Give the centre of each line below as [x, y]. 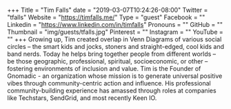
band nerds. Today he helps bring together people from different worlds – [112, 54]
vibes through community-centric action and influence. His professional [109, 83]
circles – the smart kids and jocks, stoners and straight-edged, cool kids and [115, 47]
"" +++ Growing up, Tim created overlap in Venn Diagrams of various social [114, 39]
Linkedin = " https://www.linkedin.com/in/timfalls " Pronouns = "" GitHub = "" [115, 24]
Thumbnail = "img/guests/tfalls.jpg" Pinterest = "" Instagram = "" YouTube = [115, 32]
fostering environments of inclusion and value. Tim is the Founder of [104, 69]
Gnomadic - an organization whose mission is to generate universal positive [115, 76]
